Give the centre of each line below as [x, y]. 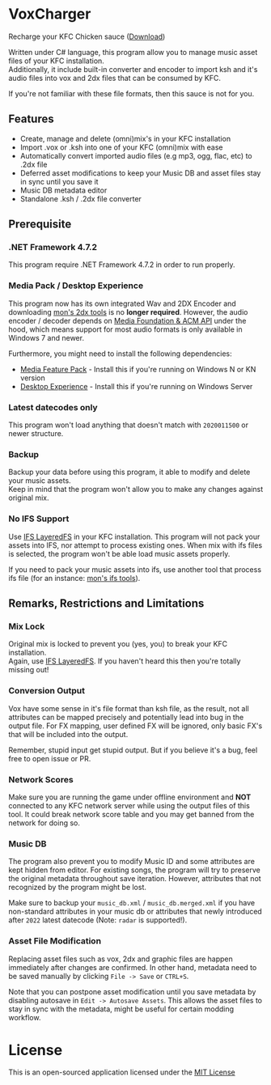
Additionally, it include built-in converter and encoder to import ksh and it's [133, 69]
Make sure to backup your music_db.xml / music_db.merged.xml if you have [132, 903]
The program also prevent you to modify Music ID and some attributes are [131, 862]
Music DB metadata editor [64, 190]
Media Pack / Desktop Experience [76, 286]
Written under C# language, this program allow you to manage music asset [133, 52]
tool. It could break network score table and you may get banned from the [131, 814]
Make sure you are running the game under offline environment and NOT [130, 797]
